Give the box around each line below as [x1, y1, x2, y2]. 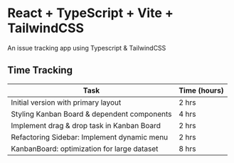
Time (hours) [179, 85, 224, 95]
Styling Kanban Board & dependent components [11, 109, 172, 119]
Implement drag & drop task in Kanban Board [11, 120, 161, 130]
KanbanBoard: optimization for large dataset [11, 144, 159, 154]
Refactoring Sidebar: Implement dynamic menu [11, 132, 169, 142]
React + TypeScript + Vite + [7, 5, 174, 21]
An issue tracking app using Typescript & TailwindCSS [7, 43, 166, 52]
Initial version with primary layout [11, 98, 122, 107]
